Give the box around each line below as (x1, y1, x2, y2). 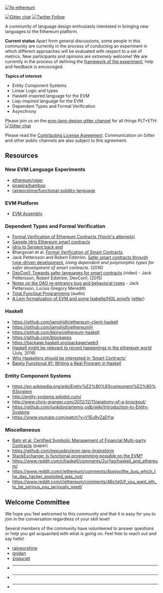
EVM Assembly (12, 210, 43, 216)
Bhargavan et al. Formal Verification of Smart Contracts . (12, 249, 124, 255)
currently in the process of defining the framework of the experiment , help (5, 59, 154, 64)
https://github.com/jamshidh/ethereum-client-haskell (12, 319, 118, 325)
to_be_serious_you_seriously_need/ (12, 484, 82, 490)
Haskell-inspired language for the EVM (12, 93, 90, 99)
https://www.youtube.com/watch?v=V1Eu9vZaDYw (12, 414, 114, 420)
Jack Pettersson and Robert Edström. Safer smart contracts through (12, 254, 148, 260)
